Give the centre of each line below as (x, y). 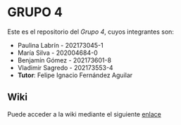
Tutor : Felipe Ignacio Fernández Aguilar (75, 75)
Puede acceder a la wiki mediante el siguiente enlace (85, 114)
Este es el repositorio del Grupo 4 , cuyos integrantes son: (91, 32)
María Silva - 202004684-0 (57, 53)
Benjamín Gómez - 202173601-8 (64, 60)
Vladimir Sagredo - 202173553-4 (65, 67)
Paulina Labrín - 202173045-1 (60, 45)
